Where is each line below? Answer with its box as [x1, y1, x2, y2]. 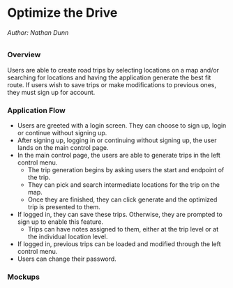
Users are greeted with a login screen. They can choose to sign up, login [17, 121, 227, 130]
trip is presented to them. [27, 203, 101, 211]
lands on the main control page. [17, 144, 109, 152]
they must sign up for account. [7, 88, 96, 96]
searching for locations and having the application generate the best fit [7, 73, 211, 82]
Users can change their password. [17, 255, 116, 263]
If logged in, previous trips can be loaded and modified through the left [17, 240, 221, 248]
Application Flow [7, 105, 66, 115]
